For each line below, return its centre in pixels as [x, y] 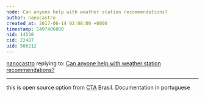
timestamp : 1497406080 [35, 29]
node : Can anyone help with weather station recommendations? [87, 12]
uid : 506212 [21, 46]
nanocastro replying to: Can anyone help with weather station [84, 63]
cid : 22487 [20, 40]
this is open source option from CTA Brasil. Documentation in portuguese [98, 87]
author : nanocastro [31, 18]
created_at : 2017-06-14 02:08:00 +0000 [57, 23]
